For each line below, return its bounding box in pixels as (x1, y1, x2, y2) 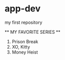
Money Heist (11, 49, 38, 55)
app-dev (4, 3, 41, 14)
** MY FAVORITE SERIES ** (4, 29, 61, 35)
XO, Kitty (11, 44, 30, 50)
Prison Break (11, 38, 38, 45)
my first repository (4, 19, 43, 25)
